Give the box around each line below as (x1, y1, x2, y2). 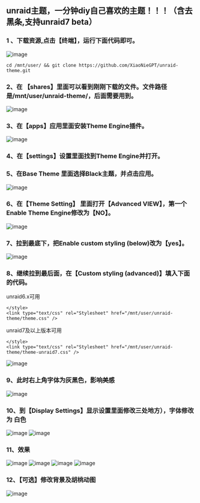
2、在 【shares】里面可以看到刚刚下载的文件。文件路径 (6, 82, 168, 91)
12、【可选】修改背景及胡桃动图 (6, 476, 96, 484)
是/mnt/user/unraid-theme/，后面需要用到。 (6, 91, 138, 100)
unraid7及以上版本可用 (6, 327, 62, 334)
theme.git (6, 67, 31, 73)
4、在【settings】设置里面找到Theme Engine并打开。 (6, 152, 164, 161)
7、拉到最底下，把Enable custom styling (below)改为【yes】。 (6, 239, 188, 247)
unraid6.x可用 (6, 293, 40, 300)
